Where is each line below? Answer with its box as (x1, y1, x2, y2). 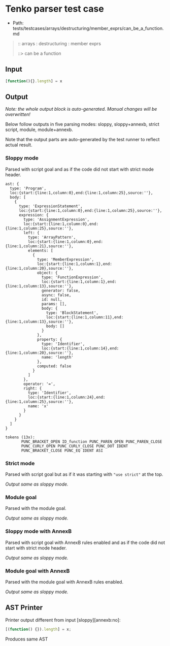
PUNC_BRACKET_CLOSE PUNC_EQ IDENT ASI (21, 448, 103, 453)
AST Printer (5, 603, 43, 612)
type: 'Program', (10, 186, 47, 191)
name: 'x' (27, 403, 49, 409)
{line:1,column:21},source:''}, (5, 243, 74, 249)
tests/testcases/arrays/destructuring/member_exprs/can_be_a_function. (12, 25, 164, 31)
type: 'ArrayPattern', (27, 235, 76, 240)
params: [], (41, 301, 67, 306)
